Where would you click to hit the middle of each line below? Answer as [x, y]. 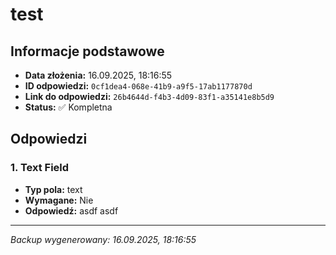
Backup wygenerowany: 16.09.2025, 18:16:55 [103, 239]
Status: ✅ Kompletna [68, 107]
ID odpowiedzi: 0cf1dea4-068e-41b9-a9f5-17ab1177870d [138, 86]
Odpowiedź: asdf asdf [71, 210]
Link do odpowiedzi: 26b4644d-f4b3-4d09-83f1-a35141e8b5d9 [149, 96]
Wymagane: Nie [59, 200]
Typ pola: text [53, 189]
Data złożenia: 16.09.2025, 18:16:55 [98, 75]
